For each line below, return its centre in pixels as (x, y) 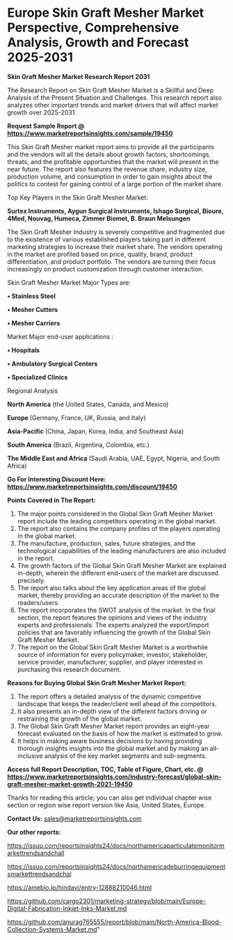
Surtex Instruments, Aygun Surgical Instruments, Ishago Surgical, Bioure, (115, 211)
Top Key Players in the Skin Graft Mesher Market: (78, 197)
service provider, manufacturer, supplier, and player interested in (110, 662)
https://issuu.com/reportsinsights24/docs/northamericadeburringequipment (116, 866)
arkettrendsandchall (36, 853)
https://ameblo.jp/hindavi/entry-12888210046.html (79, 887)
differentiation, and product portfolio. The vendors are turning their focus (112, 261)
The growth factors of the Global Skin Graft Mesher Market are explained (122, 565)
